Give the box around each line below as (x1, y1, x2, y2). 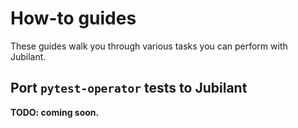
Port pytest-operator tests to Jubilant (10, 80, 248, 97)
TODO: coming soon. (10, 106, 100, 118)
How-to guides (10, 7, 137, 30)
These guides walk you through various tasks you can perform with (10, 40, 288, 52)
